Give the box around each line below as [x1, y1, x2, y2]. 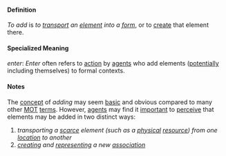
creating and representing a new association [17, 140, 146, 148]
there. [7, 28, 24, 37]
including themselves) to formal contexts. [7, 66, 126, 75]
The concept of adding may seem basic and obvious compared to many [7, 97, 213, 106]
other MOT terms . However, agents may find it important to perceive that [7, 105, 214, 113]
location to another [17, 133, 73, 142]
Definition [7, 6, 37, 14]
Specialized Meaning [7, 43, 69, 52]
